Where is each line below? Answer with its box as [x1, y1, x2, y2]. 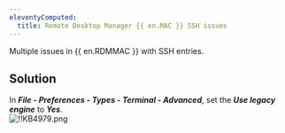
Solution [9, 71, 57, 86]
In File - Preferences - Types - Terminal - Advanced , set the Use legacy [9, 95, 276, 106]
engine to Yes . [9, 104, 64, 115]
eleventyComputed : [9, 12, 77, 22]
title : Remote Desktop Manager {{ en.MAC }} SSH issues [17, 21, 227, 30]
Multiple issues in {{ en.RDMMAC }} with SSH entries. [9, 45, 204, 56]
